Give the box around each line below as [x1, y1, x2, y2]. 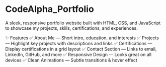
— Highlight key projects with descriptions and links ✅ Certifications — [5, 40, 152, 46]
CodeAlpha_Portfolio [5, 3, 94, 15]
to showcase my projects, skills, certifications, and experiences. [5, 25, 138, 31]
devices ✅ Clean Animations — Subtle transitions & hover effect [5, 57, 137, 63]
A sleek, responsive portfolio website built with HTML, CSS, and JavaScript [5, 20, 161, 26]
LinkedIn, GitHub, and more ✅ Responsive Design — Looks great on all [5, 51, 152, 58]
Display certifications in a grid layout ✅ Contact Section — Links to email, [5, 46, 157, 52]
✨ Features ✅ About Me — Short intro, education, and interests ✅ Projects [5, 35, 159, 41]
